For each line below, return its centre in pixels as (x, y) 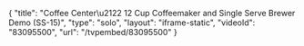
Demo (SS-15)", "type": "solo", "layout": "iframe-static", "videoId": (132, 23)
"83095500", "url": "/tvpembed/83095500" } (93, 32)
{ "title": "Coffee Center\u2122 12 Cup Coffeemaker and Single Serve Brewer (152, 13)
